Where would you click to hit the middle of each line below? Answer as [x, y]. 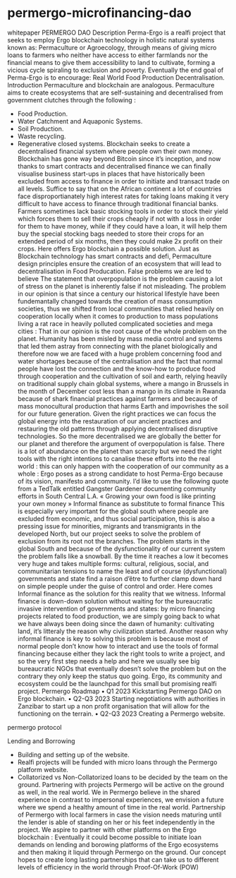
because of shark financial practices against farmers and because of [118, 398]
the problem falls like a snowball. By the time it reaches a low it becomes [123, 556]
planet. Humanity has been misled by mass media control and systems [120, 338]
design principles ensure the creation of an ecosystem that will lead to [119, 263]
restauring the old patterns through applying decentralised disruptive [118, 428]
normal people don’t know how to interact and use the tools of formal [118, 646]
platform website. [43, 769]
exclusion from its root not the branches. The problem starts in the [113, 541]
